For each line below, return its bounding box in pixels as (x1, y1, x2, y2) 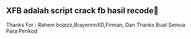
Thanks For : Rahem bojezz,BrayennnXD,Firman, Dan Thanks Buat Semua (6, 21, 186, 28)
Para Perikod (6, 27, 38, 34)
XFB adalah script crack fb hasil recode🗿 (6, 6, 159, 16)
